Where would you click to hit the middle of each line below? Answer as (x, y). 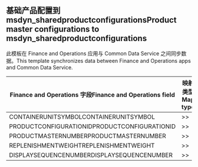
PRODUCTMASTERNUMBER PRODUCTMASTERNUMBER (88, 136)
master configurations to (53, 29)
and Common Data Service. (39, 67)
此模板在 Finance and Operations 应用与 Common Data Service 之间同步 (94, 53)
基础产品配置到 (33, 11)
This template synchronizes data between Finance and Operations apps (104, 61)
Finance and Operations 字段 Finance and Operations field (93, 95)
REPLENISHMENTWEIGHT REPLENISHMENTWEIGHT (82, 145)
